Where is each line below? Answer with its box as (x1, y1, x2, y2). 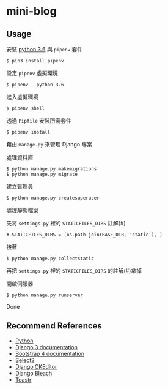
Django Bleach (15, 369, 53, 377)
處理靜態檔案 (6, 206, 38, 214)
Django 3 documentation (15, 343, 78, 350)
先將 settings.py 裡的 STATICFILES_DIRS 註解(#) (6, 219, 126, 227)
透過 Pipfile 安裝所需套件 (6, 117, 71, 124)
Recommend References (6, 320, 103, 331)
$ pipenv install (6, 129, 51, 135)
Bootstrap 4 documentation (15, 350, 84, 357)
